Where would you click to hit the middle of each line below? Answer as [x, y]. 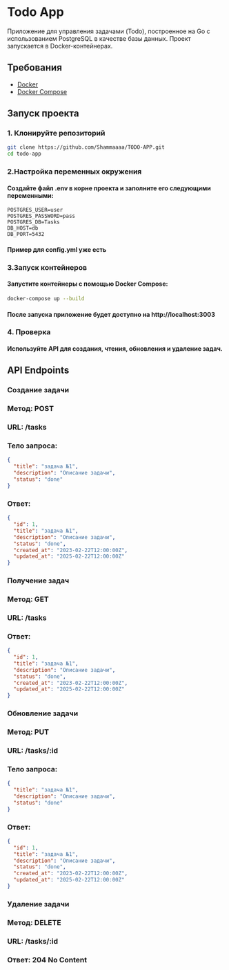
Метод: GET [28, 599]
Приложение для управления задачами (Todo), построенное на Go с [109, 31]
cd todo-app [24, 154]
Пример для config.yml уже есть [57, 249]
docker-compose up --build [46, 299]
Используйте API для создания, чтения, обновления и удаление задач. [115, 349]
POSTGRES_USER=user [35, 210]
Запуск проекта [43, 114]
